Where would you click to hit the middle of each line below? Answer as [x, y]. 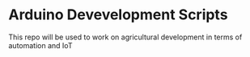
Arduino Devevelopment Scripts [118, 15]
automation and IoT [40, 45]
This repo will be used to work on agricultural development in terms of [125, 37]
